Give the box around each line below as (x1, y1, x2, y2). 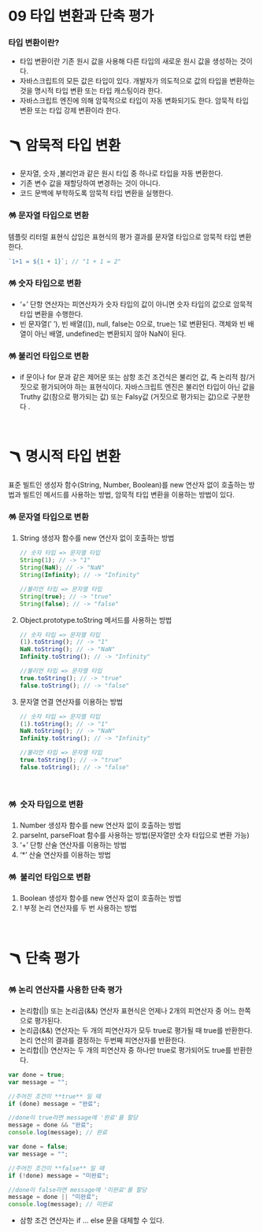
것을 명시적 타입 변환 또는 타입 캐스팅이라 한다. (19, 86, 163, 95)
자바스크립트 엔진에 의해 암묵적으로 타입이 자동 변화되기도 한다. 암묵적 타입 (19, 96, 250, 105)
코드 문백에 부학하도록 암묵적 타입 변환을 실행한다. (19, 188, 173, 198)
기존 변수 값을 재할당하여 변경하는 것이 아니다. (19, 179, 161, 188)
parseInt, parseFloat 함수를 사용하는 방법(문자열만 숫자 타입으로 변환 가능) (19, 831, 250, 840)
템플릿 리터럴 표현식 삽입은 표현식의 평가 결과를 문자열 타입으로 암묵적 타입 (8, 231, 238, 241)
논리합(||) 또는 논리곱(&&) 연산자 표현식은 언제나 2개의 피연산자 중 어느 (19, 1005, 237, 1016)
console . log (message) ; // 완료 (8, 1129, 108, 1137)
